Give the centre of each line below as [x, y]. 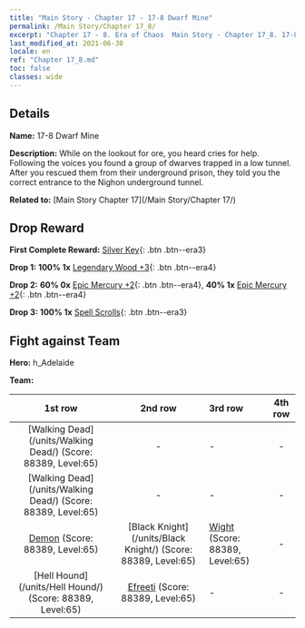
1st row [61, 408]
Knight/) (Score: [158, 550]
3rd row [226, 408]
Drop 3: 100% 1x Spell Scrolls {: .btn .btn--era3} [98, 312]
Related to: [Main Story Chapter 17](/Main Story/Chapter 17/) [123, 200]
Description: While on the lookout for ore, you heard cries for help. [135, 153]
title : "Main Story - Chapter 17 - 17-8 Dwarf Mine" [111, 18]
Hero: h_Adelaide [42, 363]
